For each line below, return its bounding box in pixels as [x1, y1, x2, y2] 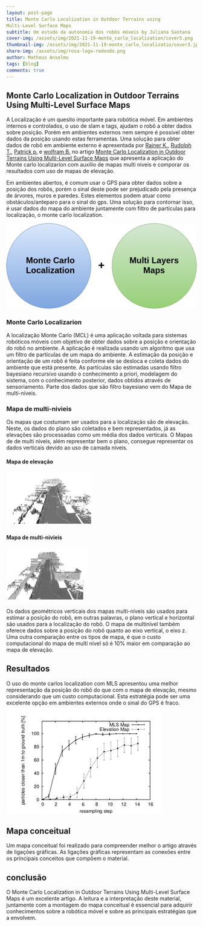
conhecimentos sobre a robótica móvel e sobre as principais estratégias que [6, 908, 197, 915]
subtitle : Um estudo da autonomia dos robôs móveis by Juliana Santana [6, 29, 190, 35]
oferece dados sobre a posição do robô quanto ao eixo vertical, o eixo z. [6, 627, 187, 634]
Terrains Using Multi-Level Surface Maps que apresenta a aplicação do [6, 154, 184, 162]
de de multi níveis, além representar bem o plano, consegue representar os [6, 438, 193, 445]
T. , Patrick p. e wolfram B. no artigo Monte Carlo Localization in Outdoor [6, 148, 186, 156]
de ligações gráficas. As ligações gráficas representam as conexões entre [6, 848, 191, 856]
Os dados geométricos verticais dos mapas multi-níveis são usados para [6, 607, 188, 615]
